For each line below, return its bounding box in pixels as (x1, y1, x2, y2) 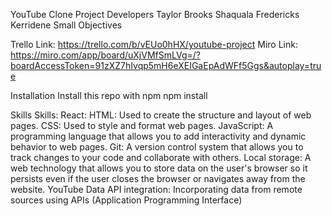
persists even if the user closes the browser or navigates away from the (10, 173, 306, 184)
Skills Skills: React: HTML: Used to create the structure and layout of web (10, 109, 312, 121)
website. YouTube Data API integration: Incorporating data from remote (10, 184, 303, 195)
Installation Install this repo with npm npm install (10, 90, 208, 101)
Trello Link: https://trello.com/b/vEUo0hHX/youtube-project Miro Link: (10, 39, 298, 50)
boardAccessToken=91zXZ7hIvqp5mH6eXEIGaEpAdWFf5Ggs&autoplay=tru (10, 60, 322, 71)
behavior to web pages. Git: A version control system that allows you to (10, 141, 304, 153)
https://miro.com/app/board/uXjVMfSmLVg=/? (10, 49, 201, 61)
